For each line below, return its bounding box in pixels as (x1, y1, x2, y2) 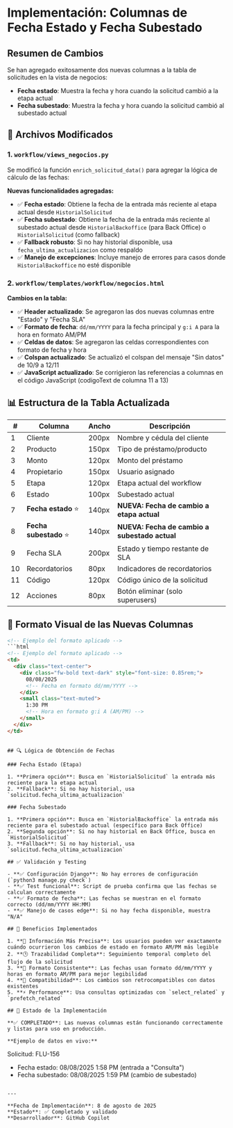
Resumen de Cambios (7, 47, 104, 59)
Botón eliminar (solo (117, 586, 183, 596)
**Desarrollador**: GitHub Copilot (7, 1114, 110, 1121)
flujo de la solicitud (7, 958, 73, 965)
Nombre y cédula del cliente (117, 433, 209, 442)
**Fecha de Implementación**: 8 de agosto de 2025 (7, 1102, 157, 1109)
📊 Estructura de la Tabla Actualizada (7, 397, 170, 409)
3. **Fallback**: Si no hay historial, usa (7, 840, 135, 847)
